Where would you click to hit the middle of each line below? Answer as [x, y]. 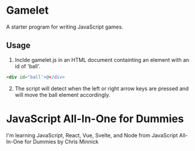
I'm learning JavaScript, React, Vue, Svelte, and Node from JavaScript [92, 135]
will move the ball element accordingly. [62, 95]
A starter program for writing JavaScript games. [65, 27]
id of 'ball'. [27, 66]
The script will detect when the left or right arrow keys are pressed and [102, 88]
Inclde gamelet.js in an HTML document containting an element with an [102, 59]
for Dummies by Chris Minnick [62, 141]
